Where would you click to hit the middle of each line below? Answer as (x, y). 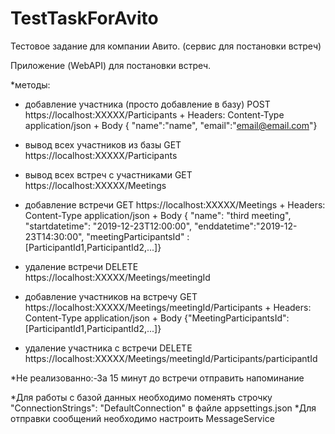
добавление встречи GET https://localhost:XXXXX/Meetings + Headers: (175, 204)
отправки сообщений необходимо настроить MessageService (142, 418)
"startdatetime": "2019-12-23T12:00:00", (108, 226)
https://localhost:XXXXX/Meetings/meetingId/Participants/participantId (171, 358)
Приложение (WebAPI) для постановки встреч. (111, 65)
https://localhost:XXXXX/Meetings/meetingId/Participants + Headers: (168, 307)
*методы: (30, 84)
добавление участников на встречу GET (111, 296)
